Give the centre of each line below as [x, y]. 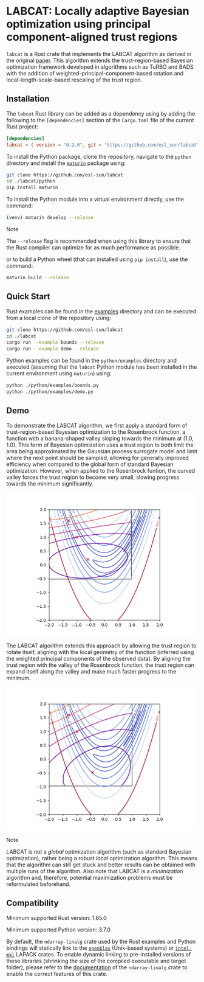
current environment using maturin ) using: [59, 374]
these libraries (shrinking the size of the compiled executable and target [96, 961]
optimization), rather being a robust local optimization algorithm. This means [102, 858]
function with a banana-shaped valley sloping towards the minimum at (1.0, [100, 438]
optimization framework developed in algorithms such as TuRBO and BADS [100, 67]
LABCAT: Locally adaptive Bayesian [98, 11]
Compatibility [32, 903]
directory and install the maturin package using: [66, 163]
